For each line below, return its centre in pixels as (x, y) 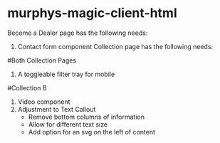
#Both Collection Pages (42, 60)
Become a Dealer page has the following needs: (78, 33)
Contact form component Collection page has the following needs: (115, 46)
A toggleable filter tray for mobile (66, 74)
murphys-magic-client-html (92, 13)
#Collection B (27, 88)
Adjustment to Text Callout (57, 109)
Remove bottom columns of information (86, 117)
